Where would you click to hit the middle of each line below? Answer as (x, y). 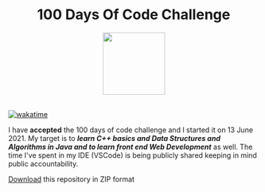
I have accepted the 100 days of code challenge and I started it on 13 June (131, 130)
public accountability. (43, 163)
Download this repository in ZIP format (72, 179)
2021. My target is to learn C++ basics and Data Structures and (115, 138)
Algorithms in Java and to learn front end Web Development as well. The (131, 147)
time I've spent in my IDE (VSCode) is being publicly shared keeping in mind (132, 155)
